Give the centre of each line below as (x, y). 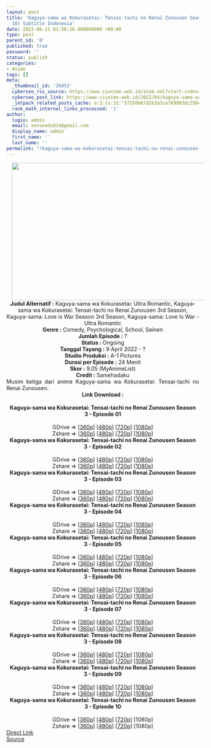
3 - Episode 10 (103, 706)
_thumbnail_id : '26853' (42, 86)
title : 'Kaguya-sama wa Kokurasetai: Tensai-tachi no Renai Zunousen (97, 18)
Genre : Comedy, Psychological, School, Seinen (103, 329)
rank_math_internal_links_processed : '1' (65, 109)
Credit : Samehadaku (103, 375)
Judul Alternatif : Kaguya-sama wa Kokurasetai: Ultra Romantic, (91, 303)
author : (16, 114)
